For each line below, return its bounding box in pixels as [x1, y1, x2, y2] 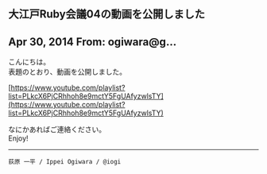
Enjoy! [8, 133, 29, 143]
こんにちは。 [8, 57, 50, 67]
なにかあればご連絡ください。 [8, 125, 106, 134]
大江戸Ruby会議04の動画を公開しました [8, 7, 205, 21]
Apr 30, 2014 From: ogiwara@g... [8, 35, 177, 48]
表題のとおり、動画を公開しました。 [8, 67, 127, 77]
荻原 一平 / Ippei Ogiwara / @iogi [8, 158, 122, 166]
